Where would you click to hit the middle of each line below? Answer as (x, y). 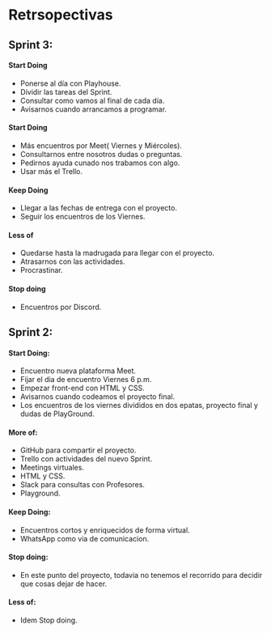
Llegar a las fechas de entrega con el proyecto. (99, 208)
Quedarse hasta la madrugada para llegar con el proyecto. (117, 253)
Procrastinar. (41, 270)
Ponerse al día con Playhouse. (70, 83)
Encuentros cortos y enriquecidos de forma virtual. (105, 530)
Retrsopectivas (61, 15)
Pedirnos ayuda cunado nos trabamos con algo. (100, 163)
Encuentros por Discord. (61, 307)
